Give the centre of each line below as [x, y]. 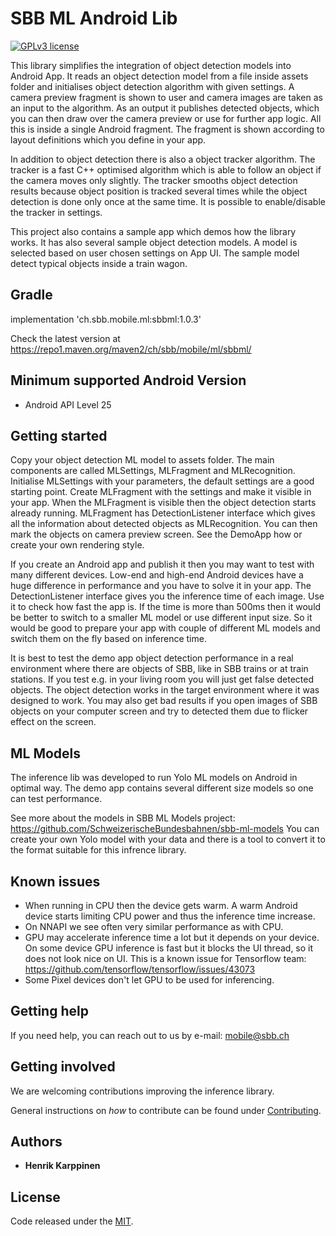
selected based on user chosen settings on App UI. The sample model [155, 253]
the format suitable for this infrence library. [98, 850]
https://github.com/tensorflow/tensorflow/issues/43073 [140, 969]
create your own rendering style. [77, 545]
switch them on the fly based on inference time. [108, 639]
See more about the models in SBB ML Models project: [123, 818]
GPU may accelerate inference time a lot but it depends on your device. [172, 937]
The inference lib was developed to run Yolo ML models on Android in [154, 778]
